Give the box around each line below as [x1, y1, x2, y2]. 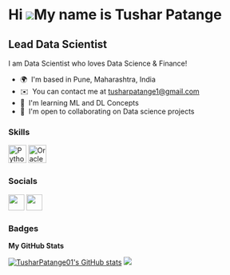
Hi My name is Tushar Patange [8, 6, 222, 24]
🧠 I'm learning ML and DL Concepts [19, 98, 140, 107]
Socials [8, 176, 38, 187]
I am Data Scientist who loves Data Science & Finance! [8, 58, 188, 68]
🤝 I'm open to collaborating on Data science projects [19, 106, 195, 116]
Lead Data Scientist [8, 38, 108, 51]
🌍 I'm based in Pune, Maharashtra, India [19, 74, 156, 84]
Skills [8, 126, 30, 137]
